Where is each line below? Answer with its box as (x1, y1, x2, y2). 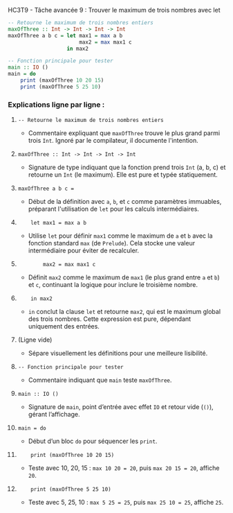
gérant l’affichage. (28, 410, 80, 419)
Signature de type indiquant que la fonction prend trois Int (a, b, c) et (28, 163, 226, 172)
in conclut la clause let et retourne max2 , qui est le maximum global (28, 308, 221, 316)
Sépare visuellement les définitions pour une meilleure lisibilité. (28, 349, 208, 358)
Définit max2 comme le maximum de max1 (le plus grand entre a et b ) (28, 273, 220, 281)
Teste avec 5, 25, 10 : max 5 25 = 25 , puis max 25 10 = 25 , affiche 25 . (28, 498, 224, 507)
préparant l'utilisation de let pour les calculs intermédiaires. (28, 205, 200, 214)
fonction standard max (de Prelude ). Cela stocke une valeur (28, 239, 196, 247)
